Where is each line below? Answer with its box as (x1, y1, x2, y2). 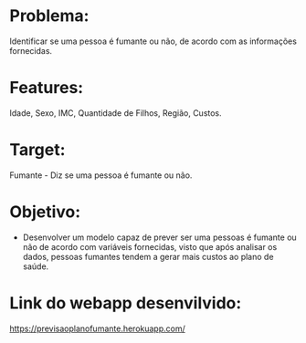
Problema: (9, 5, 90, 26)
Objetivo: (9, 202, 81, 222)
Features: (9, 78, 84, 99)
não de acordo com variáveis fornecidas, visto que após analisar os (22, 241, 278, 252)
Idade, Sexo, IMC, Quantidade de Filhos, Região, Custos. (9, 107, 222, 119)
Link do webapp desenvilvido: (9, 293, 242, 313)
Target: (9, 140, 66, 161)
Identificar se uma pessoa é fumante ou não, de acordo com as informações (9, 36, 297, 47)
